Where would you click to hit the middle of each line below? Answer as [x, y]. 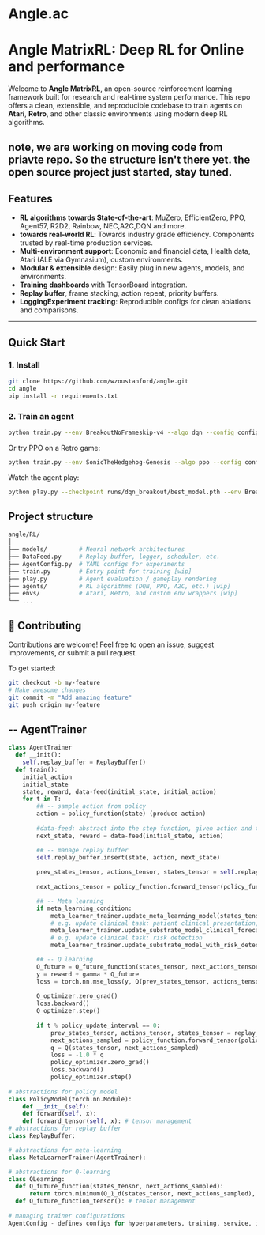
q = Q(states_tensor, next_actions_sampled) [125, 1048]
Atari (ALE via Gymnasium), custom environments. [101, 260]
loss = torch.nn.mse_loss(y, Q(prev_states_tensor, [123, 981]
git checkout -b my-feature [54, 682]
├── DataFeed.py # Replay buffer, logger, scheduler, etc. [114, 557]
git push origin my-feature [54, 704]
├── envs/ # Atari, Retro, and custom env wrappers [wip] [123, 594]
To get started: [32, 668]
